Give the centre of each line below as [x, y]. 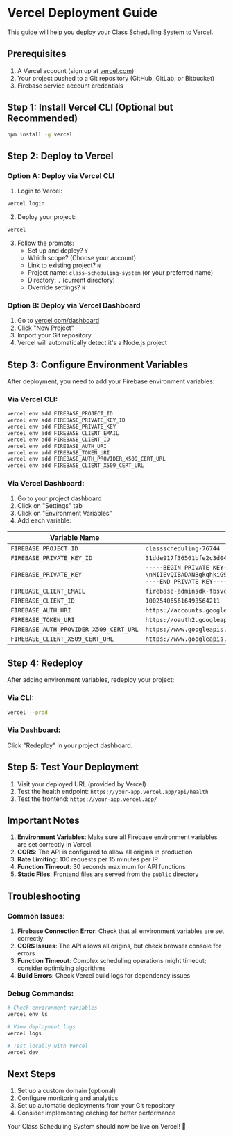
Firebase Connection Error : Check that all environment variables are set [120, 931]
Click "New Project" [45, 328]
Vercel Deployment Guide [83, 13]
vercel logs [24, 1033]
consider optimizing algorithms [61, 968]
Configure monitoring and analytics [68, 1098]
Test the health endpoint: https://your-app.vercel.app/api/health [113, 791]
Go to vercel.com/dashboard [58, 321]
